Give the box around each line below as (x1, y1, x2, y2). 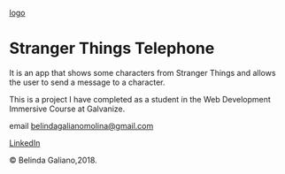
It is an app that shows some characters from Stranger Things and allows (9, 67, 276, 78)
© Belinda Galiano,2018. (9, 155, 97, 165)
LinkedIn (9, 137, 41, 148)
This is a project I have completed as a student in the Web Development (9, 94, 272, 104)
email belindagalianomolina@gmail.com (9, 120, 154, 131)
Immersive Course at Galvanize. (9, 103, 126, 114)
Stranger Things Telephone (9, 39, 215, 58)
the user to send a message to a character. (9, 77, 166, 87)
